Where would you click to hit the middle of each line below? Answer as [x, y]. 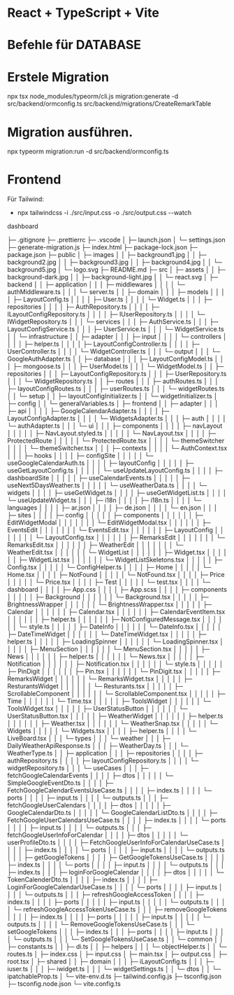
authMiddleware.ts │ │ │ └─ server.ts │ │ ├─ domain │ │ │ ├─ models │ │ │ [116, 292]
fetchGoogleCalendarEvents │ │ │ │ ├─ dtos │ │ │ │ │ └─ [90, 776]
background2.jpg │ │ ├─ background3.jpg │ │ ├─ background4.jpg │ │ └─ [115, 262]
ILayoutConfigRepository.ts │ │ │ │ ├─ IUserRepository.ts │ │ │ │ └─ [106, 314]
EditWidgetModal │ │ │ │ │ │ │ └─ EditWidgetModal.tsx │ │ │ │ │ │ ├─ [109, 522]
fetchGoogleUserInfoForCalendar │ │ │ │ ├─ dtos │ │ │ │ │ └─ [98, 835]
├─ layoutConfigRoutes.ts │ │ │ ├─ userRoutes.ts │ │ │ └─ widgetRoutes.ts [116, 389]
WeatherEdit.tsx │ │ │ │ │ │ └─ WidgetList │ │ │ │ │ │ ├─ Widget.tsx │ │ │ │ [117, 552]
